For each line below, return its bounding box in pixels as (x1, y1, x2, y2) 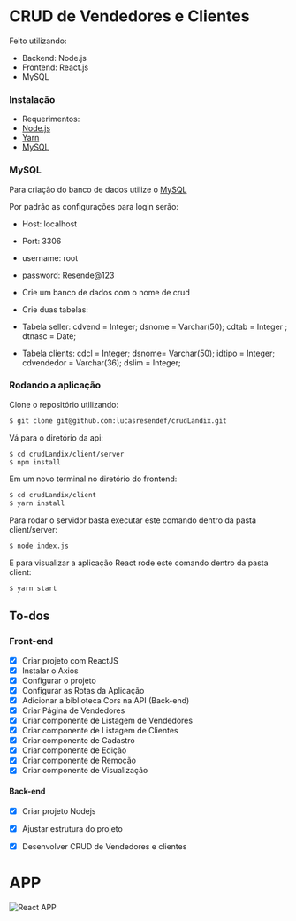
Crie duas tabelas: (21, 303, 88, 315)
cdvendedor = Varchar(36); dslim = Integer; (21, 357, 181, 368)
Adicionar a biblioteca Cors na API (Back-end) (21, 695, 190, 705)
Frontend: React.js (21, 62, 89, 73)
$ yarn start (9, 584, 57, 594)
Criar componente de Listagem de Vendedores (21, 715, 193, 726)
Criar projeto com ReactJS (21, 655, 119, 665)
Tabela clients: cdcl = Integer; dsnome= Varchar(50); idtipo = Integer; (21, 348, 276, 358)
